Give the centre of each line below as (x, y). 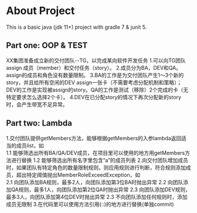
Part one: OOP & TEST (47, 45)
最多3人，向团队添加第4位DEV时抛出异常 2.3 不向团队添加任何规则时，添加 (97, 197)
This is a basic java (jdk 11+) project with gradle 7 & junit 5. (77, 27)
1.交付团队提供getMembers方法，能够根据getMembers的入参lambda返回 (94, 138)
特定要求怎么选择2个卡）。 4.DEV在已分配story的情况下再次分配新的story (94, 97)
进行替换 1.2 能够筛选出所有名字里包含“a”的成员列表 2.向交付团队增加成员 (100, 160)
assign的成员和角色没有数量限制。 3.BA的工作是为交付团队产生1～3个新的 (95, 75)
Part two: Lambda (39, 124)
